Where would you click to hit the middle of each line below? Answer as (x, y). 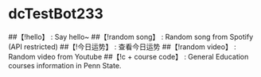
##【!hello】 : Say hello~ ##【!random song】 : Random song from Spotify (131, 37)
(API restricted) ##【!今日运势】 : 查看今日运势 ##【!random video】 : (122, 46)
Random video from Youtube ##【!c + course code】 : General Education (129, 56)
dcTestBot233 (56, 14)
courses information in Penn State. (65, 65)
